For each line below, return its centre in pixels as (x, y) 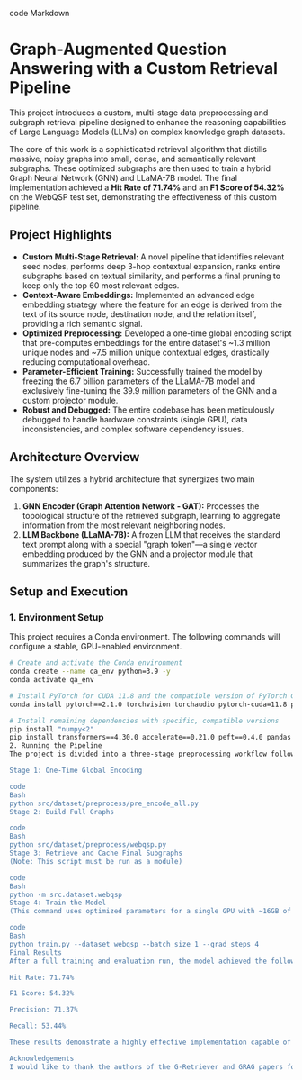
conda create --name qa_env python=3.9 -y (90, 672)
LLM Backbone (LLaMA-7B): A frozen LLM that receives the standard (151, 534)
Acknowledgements (42, 1058)
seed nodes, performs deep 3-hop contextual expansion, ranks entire (151, 266)
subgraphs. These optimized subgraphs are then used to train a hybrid (140, 168)
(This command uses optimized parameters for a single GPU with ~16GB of (151, 912)
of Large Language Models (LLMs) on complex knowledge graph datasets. (147, 132)
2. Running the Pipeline (56, 746)
